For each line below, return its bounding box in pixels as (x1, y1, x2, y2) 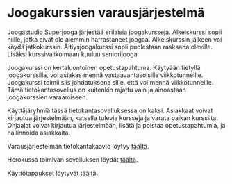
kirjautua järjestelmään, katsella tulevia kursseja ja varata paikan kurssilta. (7, 113, 219, 122)
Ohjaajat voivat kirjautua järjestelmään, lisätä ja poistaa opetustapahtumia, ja (7, 121, 226, 129)
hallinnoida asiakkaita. (7, 128, 71, 137)
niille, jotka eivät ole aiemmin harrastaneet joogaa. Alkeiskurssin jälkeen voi (7, 35, 222, 43)
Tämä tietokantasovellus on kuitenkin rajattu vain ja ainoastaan (7, 85, 186, 94)
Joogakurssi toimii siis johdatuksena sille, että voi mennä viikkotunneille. (7, 78, 214, 86)
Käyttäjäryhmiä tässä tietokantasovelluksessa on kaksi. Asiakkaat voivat (7, 106, 213, 115)
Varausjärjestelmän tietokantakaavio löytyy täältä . (7, 142, 149, 150)
